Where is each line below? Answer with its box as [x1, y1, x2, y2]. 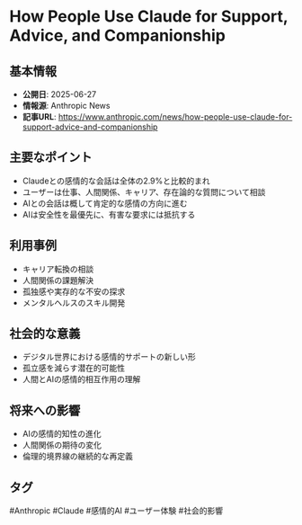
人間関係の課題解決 [22, 274, 94, 285]
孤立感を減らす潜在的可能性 [22, 362, 126, 374]
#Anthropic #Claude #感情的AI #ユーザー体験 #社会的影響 [9, 505, 223, 516]
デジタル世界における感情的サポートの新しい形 [22, 351, 196, 362]
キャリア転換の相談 [22, 263, 94, 274]
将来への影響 [9, 403, 81, 418]
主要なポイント [9, 150, 93, 165]
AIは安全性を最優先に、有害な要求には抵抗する [22, 209, 196, 219]
